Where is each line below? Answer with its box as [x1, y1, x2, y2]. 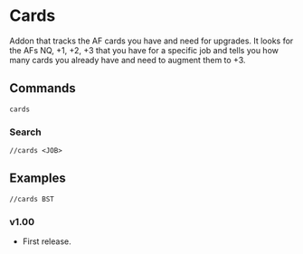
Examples [9, 171, 66, 186]
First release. [22, 236, 71, 247]
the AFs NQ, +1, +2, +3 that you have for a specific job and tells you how [9, 44, 279, 55]
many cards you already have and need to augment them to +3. [9, 54, 246, 65]
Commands [9, 80, 77, 96]
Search [9, 126, 43, 138]
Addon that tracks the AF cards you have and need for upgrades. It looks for [9, 35, 294, 46]
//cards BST [9, 194, 54, 203]
